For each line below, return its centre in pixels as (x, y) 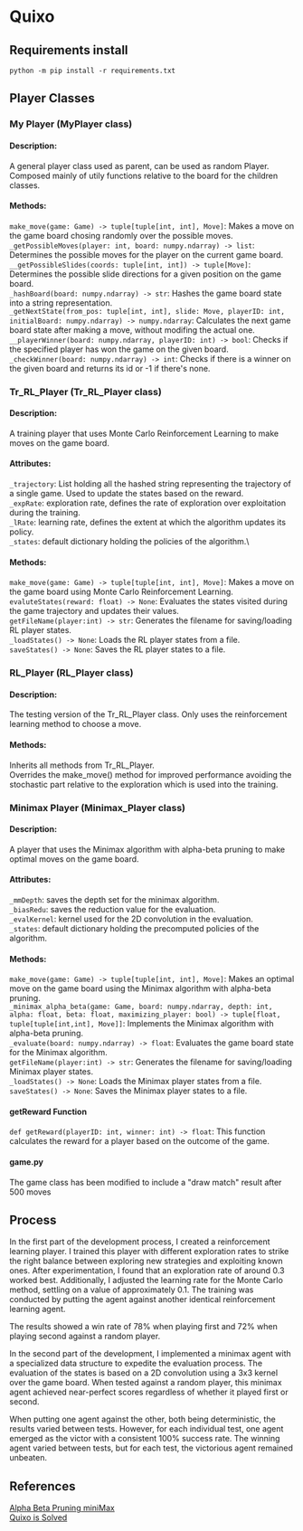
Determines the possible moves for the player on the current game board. (147, 254)
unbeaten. (28, 1458)
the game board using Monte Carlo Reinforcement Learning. (121, 592)
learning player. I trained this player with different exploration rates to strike (149, 1252)
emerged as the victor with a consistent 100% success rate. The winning (145, 1439)
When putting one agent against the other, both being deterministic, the (142, 1419)
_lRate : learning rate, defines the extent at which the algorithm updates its (148, 523)
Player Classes (52, 98)
